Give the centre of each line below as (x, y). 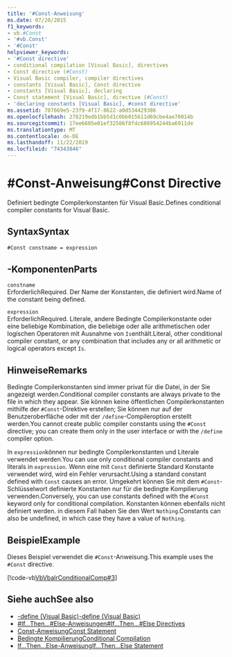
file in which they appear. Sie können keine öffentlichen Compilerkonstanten (116, 402)
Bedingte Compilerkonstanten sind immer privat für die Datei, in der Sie (109, 387)
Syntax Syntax (38, 232)
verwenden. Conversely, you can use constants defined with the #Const (108, 496)
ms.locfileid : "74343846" (44, 149)
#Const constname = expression (52, 248)
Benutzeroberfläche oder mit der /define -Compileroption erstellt (99, 416)
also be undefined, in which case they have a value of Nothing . (96, 518)
